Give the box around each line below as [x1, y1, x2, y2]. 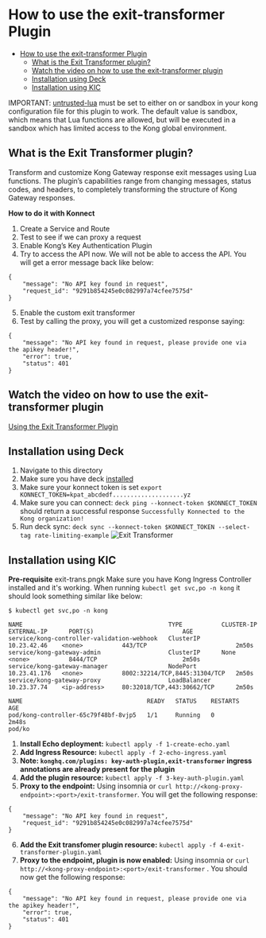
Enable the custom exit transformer [19, 308, 136, 317]
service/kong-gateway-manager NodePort [8, 663, 197, 671]
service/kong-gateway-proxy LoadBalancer [8, 676, 212, 685]
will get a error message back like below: [19, 257, 154, 267]
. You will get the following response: [137, 790, 258, 800]
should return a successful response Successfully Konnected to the [19, 507, 245, 516]
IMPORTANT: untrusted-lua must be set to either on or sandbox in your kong [8, 98, 258, 107]
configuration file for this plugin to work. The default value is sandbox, [8, 106, 238, 116]
